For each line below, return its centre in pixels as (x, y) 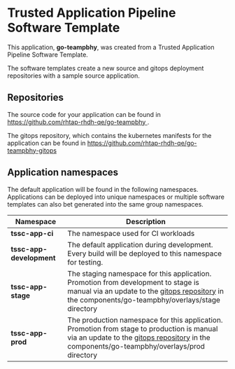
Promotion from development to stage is (133, 282)
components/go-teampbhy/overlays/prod (136, 346)
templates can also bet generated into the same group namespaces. (106, 204)
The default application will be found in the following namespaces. (103, 189)
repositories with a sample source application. (73, 76)
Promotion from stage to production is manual (143, 328)
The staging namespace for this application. (140, 273)
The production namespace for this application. (145, 320)
